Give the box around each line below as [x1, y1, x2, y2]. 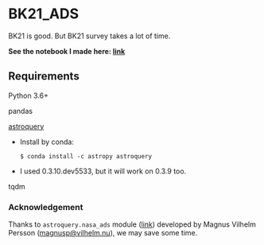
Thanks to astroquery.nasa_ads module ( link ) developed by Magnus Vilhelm [8, 220, 256, 229]
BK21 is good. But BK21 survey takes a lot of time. [8, 31, 171, 41]
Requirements [8, 69, 80, 84]
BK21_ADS [8, 5, 80, 23]
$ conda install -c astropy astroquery [19, 152, 153, 160]
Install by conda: [19, 137, 74, 146]
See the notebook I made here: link [8, 46, 126, 56]
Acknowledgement [8, 201, 83, 212]
